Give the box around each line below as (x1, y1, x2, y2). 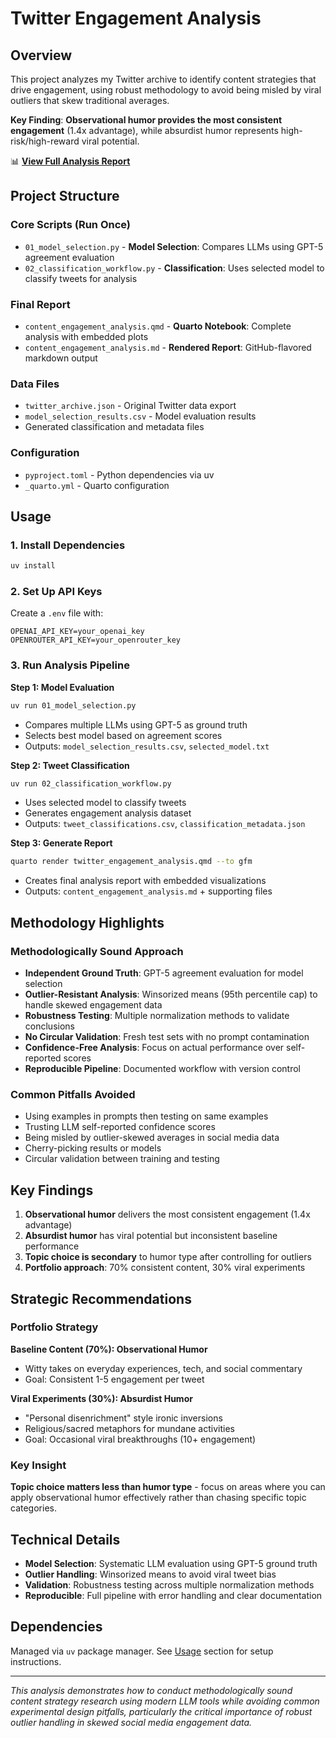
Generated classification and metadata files (24, 421, 205, 433)
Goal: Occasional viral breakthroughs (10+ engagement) (24, 1433, 257, 1445)
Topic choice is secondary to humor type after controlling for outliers (24, 1251, 312, 1263)
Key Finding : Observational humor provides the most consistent (10, 114, 283, 126)
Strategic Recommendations (10, 1290, 192, 1307)
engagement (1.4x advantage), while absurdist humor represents (10, 125, 279, 136)
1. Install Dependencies (10, 538, 126, 552)
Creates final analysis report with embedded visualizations (24, 875, 267, 887)
